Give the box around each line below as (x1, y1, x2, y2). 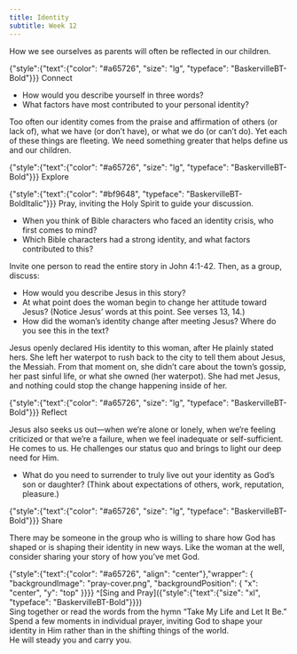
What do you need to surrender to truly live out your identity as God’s (21, 469, 275, 480)
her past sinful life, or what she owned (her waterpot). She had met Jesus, (9, 371, 281, 381)
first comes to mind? (21, 224, 98, 235)
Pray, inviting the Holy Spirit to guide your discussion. (58, 197, 254, 209)
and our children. (9, 144, 72, 156)
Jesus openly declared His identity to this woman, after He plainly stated (9, 342, 274, 353)
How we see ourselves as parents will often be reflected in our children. (9, 45, 271, 56)
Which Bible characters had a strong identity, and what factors (21, 234, 251, 244)
